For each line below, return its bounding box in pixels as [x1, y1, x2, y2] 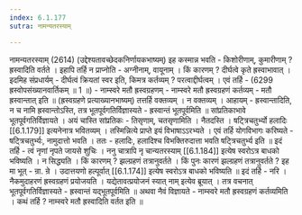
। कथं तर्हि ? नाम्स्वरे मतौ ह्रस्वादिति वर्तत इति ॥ [9, 195, 144, 207]
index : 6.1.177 [9, 13, 67, 22]
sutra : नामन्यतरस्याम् [9, 22, 72, 31]
